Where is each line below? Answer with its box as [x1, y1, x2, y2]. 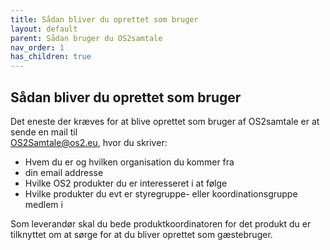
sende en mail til [10, 126, 78, 138]
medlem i [24, 198, 63, 210]
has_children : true [10, 52, 92, 62]
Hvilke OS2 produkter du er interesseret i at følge [24, 177, 228, 189]
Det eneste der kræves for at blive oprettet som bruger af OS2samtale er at [10, 115, 320, 127]
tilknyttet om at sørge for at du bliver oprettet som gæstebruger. [10, 228, 273, 240]
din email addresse [24, 166, 104, 178]
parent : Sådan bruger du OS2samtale [10, 33, 163, 43]
